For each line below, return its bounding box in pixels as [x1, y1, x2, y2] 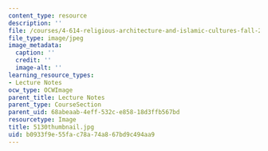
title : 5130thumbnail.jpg [8, 123, 94, 131]
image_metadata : [8, 42, 62, 50]
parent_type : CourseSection [8, 101, 102, 109]
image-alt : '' [15, 64, 62, 72]
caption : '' [15, 49, 56, 57]
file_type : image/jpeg [8, 34, 84, 42]
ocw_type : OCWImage [8, 85, 73, 94]
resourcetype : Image [8, 116, 77, 124]
